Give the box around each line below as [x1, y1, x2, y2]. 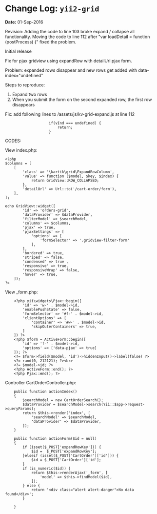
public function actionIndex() [14, 389, 78, 394]
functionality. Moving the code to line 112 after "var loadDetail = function [5, 34, 150, 40]
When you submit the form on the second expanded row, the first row [12, 96, 152, 103]
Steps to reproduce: [5, 82, 45, 88]
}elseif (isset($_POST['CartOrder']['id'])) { [22, 453, 119, 458]
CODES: [5, 138, 21, 144]
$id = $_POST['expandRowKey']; [31, 449, 97, 454]
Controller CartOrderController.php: [5, 379, 77, 386]
